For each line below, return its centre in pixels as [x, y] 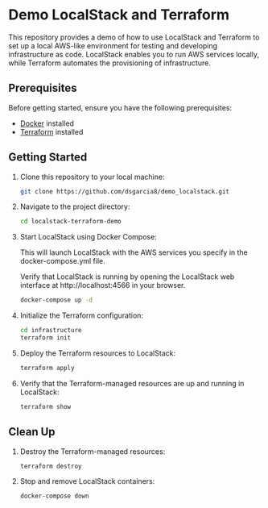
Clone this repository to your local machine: [92, 177]
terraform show [45, 406]
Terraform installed [52, 131]
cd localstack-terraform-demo [71, 222]
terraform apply [47, 368]
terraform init [45, 338]
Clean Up [32, 432]
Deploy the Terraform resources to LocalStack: [97, 353]
